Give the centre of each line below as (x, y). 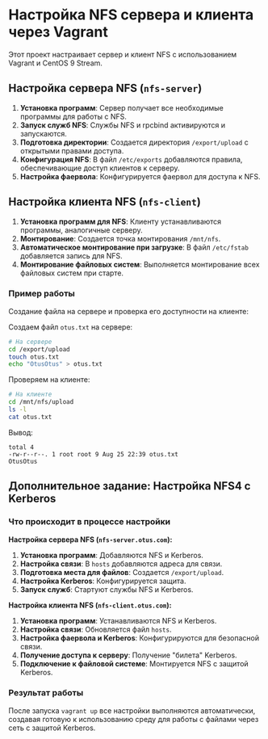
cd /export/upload (39, 349)
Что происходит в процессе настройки (90, 522)
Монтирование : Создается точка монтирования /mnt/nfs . (120, 238)
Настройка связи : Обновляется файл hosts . (96, 629)
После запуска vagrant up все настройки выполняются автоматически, (132, 710)
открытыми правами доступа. (72, 150)
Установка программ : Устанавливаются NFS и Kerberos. (118, 620)
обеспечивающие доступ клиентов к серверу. (100, 168)
